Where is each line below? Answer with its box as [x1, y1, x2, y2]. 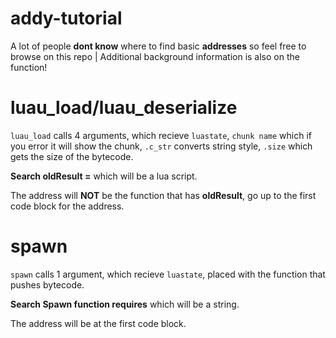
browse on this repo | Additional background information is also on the [10, 50, 300, 62]
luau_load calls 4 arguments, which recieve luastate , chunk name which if [10, 129, 312, 141]
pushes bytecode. [10, 278, 85, 291]
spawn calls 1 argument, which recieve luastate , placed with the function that [10, 268, 326, 280]
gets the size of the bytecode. [10, 150, 134, 162]
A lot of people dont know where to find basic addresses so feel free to [10, 40, 307, 52]
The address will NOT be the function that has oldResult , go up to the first [10, 189, 317, 201]
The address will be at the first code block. [10, 317, 187, 329]
